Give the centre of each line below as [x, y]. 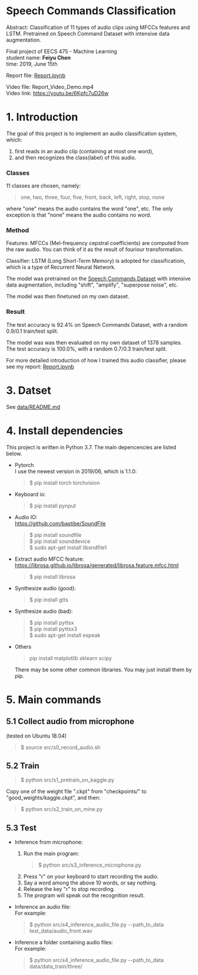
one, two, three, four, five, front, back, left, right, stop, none [93, 197]
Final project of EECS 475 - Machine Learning [62, 51]
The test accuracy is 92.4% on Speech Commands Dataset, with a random [97, 324]
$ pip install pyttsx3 [53, 629]
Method [18, 230]
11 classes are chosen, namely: [44, 186]
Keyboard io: [30, 494]
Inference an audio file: [42, 907]
